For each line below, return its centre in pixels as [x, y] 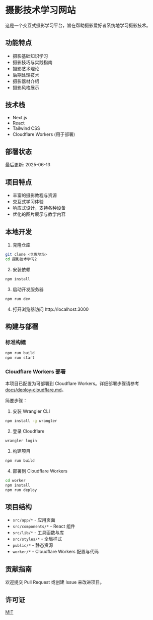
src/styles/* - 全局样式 [37, 539]
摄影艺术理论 [26, 68]
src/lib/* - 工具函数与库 [38, 533]
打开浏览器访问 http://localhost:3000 [51, 309]
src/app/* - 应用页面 [34, 520]
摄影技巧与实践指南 [32, 62]
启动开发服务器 [28, 289]
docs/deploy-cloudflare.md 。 [36, 390]
